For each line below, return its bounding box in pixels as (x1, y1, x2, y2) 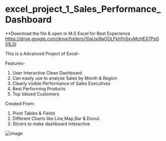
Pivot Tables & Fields (12, 110, 56, 116)
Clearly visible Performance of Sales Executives (12, 80, 111, 86)
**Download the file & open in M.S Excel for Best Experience (5, 30, 130, 36)
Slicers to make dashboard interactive (12, 121, 90, 127)
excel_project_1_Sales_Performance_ (5, 3, 161, 15)
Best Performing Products (12, 85, 66, 91)
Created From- (5, 100, 36, 106)
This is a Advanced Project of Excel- (5, 51, 80, 57)
